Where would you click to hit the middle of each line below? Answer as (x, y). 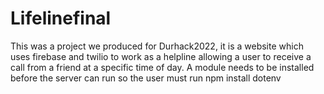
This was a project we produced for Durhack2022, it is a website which (157, 46)
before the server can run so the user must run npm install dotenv (146, 78)
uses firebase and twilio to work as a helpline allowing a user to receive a (161, 56)
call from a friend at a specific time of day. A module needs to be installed (162, 67)
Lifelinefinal (61, 18)
